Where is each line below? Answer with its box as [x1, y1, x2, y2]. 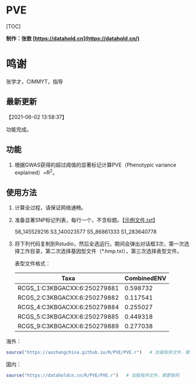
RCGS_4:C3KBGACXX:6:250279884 [17, 303, 120, 311]
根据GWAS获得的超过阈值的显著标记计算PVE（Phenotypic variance [14, 161, 177, 168]
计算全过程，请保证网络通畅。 [14, 204, 86, 211]
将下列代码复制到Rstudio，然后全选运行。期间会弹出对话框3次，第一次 [14, 240, 185, 247]
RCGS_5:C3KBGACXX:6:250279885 [17, 312, 120, 320]
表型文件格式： [14, 260, 51, 267]
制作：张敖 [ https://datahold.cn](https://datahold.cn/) [6, 34, 140, 41]
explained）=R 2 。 [14, 168, 58, 176]
